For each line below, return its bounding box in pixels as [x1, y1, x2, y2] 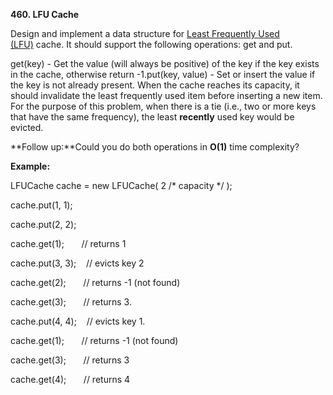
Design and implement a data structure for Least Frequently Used [10, 28, 280, 39]
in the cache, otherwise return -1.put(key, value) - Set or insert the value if [10, 69, 316, 80]
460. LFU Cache [10, 9, 80, 20]
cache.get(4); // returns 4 [10, 374, 131, 385]
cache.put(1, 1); [10, 199, 73, 211]
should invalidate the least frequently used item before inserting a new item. [10, 90, 323, 101]
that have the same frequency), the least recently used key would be [10, 111, 295, 123]
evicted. [10, 122, 44, 133]
